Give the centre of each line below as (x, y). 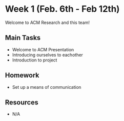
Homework (22, 75)
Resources (22, 102)
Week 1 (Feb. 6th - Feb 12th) (62, 9)
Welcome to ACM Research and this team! (48, 22)
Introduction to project (35, 60)
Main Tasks (23, 38)
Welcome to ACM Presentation (43, 49)
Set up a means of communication (47, 87)
